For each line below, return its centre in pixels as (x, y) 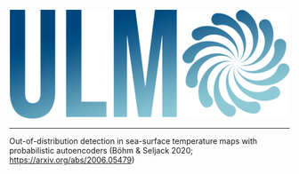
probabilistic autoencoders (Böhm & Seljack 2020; (101, 150)
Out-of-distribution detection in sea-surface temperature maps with (133, 141)
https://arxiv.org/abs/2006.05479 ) (72, 160)
